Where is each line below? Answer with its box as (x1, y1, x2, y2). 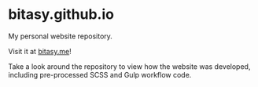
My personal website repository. (8, 31, 112, 41)
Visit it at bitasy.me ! (8, 46, 72, 56)
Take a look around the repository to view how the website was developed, (8, 61, 251, 71)
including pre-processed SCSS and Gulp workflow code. (8, 70, 192, 79)
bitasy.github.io (8, 5, 114, 24)
